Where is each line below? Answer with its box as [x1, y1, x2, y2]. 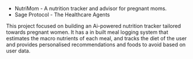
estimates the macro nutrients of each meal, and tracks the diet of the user [6, 35, 187, 41]
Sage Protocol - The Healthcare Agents [14, 11, 110, 18]
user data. [6, 47, 31, 54]
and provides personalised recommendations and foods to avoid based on [6, 41, 186, 48]
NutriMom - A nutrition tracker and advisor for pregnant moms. [14, 5, 167, 12]
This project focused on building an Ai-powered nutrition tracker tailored [6, 23, 181, 29]
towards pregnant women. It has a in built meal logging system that [6, 29, 168, 36]
